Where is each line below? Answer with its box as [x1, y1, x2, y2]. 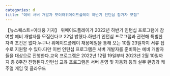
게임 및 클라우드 [14, 65, 46, 71]
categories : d [5, 7, 36, 13]
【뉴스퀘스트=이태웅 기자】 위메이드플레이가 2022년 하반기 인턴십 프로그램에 [5, 27, 159, 33]
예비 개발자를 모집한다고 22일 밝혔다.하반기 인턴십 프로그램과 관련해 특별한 [14, 33, 163, 39]
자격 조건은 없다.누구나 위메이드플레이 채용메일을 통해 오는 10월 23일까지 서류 [5, 39, 159, 46]
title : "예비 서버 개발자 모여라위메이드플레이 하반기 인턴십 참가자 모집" [5, 12, 139, 17]
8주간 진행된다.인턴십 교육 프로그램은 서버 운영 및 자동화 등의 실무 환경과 [16, 59, 160, 65]
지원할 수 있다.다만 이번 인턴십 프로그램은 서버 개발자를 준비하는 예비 [14, 46, 151, 52]
